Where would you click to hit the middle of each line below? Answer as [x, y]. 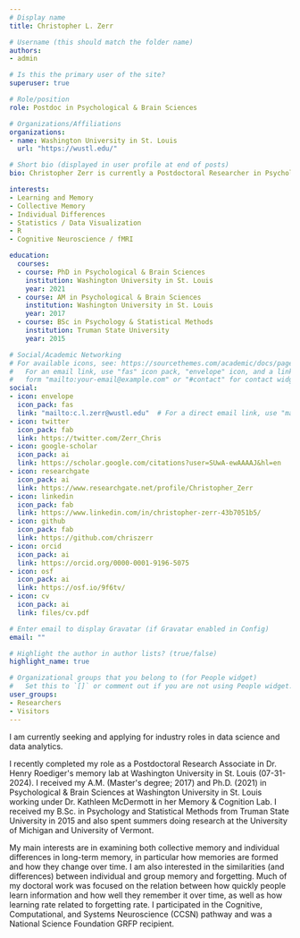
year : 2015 [46, 338]
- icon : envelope [42, 397]
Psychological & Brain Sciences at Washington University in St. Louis [136, 792]
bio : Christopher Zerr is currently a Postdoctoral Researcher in [135, 174]
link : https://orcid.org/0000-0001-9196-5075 [104, 563]
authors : [25, 50]
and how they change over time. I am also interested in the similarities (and [147, 866]
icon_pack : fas [46, 405]
